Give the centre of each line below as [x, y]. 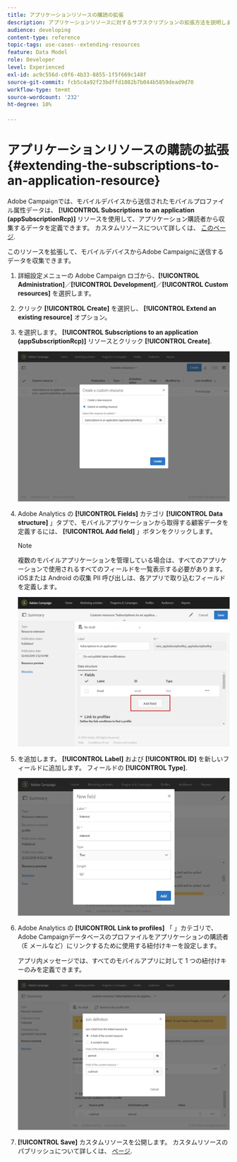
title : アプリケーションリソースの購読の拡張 [66, 15]
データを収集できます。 [41, 260]
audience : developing [39, 30]
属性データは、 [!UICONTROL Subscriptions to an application [104, 210]
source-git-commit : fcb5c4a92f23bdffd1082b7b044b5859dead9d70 [101, 82]
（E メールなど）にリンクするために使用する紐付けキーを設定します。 [119, 946]
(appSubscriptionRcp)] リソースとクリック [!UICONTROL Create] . [115, 341]
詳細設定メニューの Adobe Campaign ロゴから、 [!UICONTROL [108, 275]
